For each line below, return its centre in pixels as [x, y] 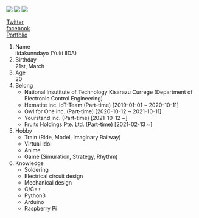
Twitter [15, 22]
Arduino [34, 202]
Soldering [36, 170]
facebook [18, 28]
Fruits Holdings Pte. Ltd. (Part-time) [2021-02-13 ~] [88, 124]
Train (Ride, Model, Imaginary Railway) [72, 137]
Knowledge [29, 163]
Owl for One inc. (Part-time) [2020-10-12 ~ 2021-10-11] [93, 111]
